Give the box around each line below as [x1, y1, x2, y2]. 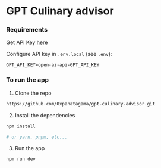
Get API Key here [6, 39, 48, 46]
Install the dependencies [14, 111, 75, 119]
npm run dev [6, 156, 36, 162]
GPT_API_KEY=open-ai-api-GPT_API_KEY [6, 62, 100, 68]
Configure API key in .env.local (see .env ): [6, 51, 112, 58]
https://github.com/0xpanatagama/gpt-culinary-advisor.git [6, 101, 156, 107]
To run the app [6, 76, 49, 84]
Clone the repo [14, 89, 52, 97]
